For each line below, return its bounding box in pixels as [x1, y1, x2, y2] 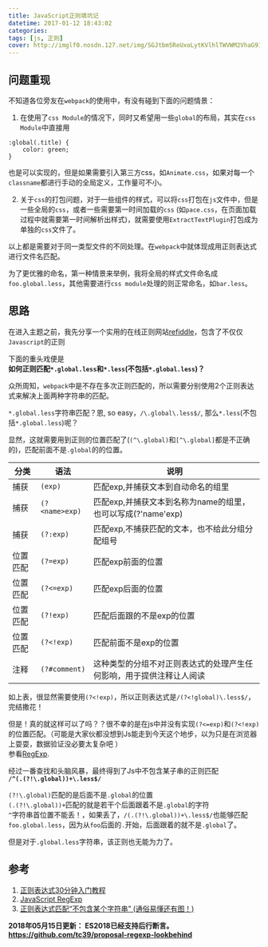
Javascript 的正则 [8, 336, 65, 346]
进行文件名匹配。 [8, 251, 65, 261]
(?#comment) [40, 664, 86, 674]
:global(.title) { [8, 138, 69, 146]
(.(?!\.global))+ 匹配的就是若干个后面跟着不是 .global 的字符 [8, 800, 210, 810]
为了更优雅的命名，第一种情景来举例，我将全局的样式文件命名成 [8, 269, 218, 278]
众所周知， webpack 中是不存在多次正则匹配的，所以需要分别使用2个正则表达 [8, 380, 254, 390]
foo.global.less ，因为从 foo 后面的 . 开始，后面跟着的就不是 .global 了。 [8, 820, 242, 830]
